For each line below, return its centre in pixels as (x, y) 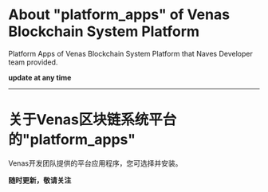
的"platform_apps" (72, 140)
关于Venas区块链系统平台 (93, 120)
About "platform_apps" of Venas (119, 15)
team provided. (33, 62)
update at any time (40, 77)
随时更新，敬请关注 (40, 180)
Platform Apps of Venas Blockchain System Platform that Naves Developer (130, 53)
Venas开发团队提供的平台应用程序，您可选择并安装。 (95, 163)
